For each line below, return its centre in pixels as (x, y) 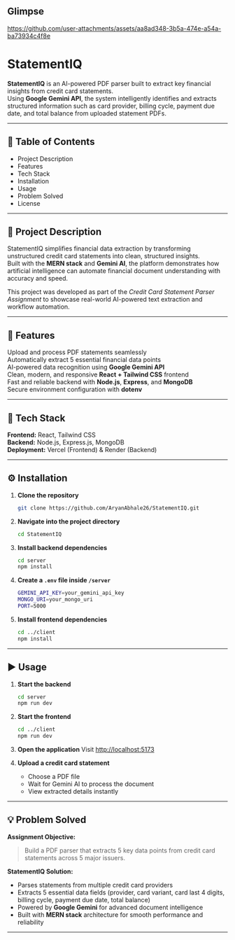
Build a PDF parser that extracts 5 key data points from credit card (120, 850)
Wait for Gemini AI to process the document (91, 784)
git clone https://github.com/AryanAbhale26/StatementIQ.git (108, 508)
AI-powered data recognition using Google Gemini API (86, 367)
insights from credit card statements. (60, 91)
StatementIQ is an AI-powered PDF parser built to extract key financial (109, 83)
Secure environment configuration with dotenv (75, 390)
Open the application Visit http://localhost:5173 (86, 749)
